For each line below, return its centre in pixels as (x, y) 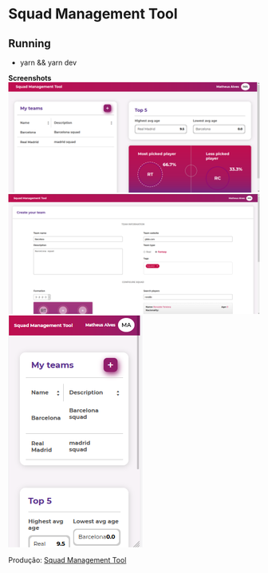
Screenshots (30, 78)
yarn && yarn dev (48, 62)
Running (30, 44)
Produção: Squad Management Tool (67, 559)
